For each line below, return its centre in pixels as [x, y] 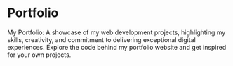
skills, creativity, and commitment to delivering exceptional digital [102, 39]
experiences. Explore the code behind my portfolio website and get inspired [117, 47]
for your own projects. [39, 55]
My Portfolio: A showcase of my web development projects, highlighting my [116, 32]
